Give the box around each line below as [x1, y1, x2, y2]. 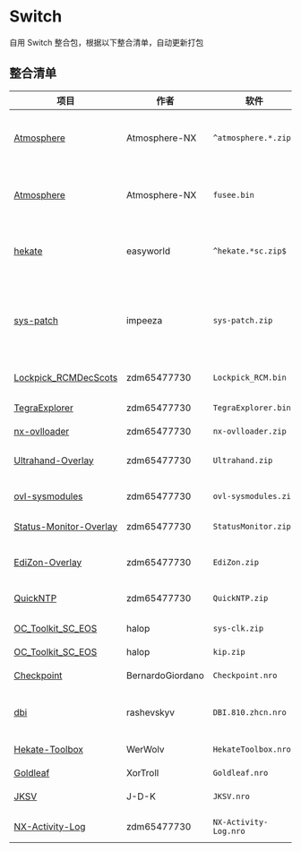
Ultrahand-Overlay [13, 454, 94, 467]
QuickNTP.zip [212, 593, 269, 603]
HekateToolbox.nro [212, 744, 291, 754]
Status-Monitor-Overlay [13, 520, 118, 532]
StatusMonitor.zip [212, 521, 291, 531]
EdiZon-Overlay [13, 555, 82, 568]
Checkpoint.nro [212, 670, 278, 680]
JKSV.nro [212, 791, 251, 801]
